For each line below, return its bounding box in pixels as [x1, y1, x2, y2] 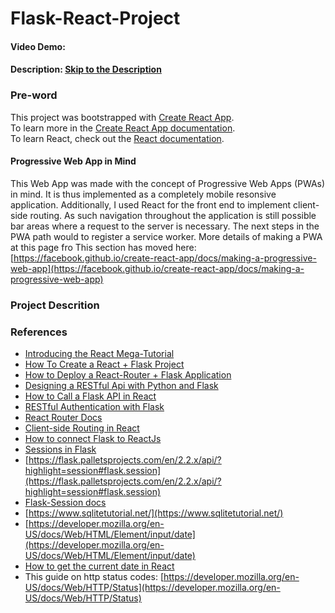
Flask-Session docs [24, 497, 107, 509]
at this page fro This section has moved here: [10, 241, 197, 253]
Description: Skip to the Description [10, 63, 162, 76]
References [10, 325, 68, 339]
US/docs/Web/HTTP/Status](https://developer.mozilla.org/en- [24, 582, 281, 594]
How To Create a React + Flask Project [24, 358, 185, 371]
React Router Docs [24, 412, 103, 424]
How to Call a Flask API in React [24, 390, 157, 402]
